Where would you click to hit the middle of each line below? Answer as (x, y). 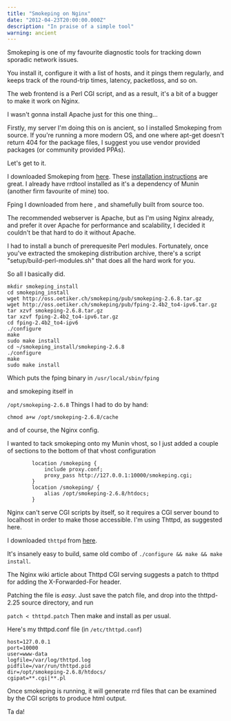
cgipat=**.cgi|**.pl (37, 678)
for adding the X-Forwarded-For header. (64, 582)
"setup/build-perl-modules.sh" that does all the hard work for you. (101, 261)
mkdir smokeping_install (43, 287)
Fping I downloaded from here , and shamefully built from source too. (106, 205)
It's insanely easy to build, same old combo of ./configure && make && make (115, 554)
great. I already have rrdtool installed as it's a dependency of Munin (103, 184)
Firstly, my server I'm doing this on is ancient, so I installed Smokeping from (114, 128)
